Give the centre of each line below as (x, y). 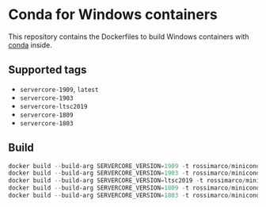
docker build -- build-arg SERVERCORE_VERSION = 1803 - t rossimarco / (120, 196)
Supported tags (47, 70)
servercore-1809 (46, 115)
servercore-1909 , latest (59, 89)
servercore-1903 (46, 98)
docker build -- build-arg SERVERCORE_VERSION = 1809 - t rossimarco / (120, 188)
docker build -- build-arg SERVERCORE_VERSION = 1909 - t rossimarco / (120, 166)
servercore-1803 (46, 123)
